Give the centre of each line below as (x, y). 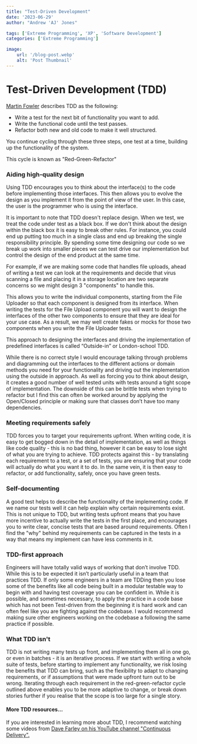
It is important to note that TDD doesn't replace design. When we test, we (95, 217)
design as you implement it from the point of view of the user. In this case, (96, 200)
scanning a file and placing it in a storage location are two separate (87, 279)
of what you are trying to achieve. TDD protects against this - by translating (97, 455)
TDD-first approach (35, 554)
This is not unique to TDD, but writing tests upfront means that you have (93, 514)
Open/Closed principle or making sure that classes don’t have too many (93, 401)
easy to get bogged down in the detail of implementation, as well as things (96, 442)
